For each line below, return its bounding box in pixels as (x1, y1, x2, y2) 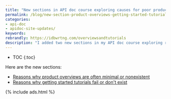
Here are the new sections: (5, 64, 62, 70)
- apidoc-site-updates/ (5, 26, 56, 31)
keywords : (5, 31, 26, 36)
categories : (5, 17, 31, 22)
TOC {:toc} (12, 54, 36, 60)
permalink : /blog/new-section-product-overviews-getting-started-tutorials (5, 12, 169, 17)
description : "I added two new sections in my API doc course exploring (5, 40, 163, 45)
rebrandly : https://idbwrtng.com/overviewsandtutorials (5, 36, 126, 41)
